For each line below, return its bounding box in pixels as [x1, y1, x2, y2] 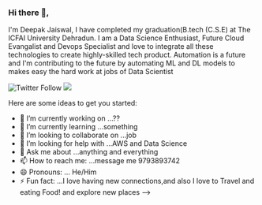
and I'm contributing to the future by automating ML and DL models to [8, 58, 235, 68]
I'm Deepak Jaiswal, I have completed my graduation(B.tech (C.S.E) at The [8, 25, 251, 35]
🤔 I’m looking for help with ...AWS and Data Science [19, 139, 188, 148]
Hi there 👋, [8, 7, 50, 18]
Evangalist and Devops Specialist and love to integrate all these [8, 42, 214, 51]
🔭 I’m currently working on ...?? [19, 114, 121, 123]
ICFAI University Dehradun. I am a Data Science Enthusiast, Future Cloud [8, 33, 245, 43]
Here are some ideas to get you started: [8, 99, 138, 108]
